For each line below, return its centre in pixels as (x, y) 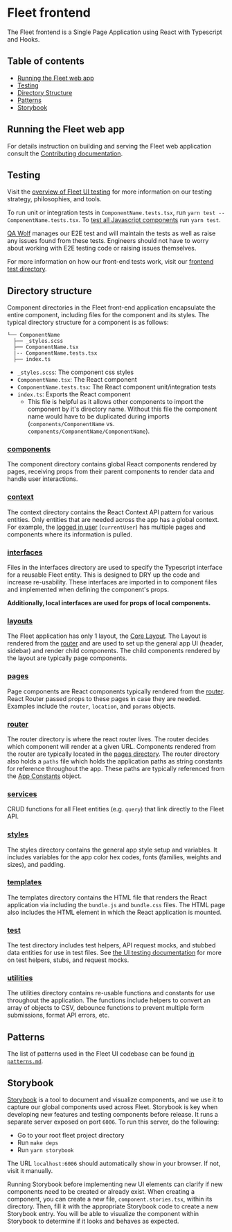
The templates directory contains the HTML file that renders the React (107, 897)
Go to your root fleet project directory (71, 1136)
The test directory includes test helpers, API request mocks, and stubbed (111, 945)
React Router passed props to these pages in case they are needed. (104, 698)
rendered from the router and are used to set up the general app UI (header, (115, 643)
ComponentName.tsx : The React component (77, 380)
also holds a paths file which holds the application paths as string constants (115, 761)
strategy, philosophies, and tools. (54, 199)
